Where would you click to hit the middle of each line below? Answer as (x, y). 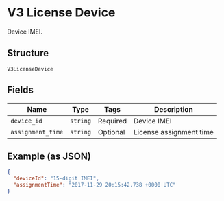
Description (173, 109)
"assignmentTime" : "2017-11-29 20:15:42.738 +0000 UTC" (95, 185)
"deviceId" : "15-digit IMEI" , (56, 179)
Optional (111, 132)
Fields (21, 90)
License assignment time (173, 132)
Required (112, 121)
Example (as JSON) (49, 156)
